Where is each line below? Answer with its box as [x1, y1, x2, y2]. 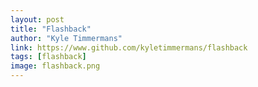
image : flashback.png [10, 61, 101, 71]
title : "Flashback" [10, 24, 92, 34]
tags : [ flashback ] [10, 52, 87, 62]
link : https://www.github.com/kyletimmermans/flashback [10, 42, 248, 53]
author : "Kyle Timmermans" [10, 33, 123, 43]
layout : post [10, 14, 65, 25]
